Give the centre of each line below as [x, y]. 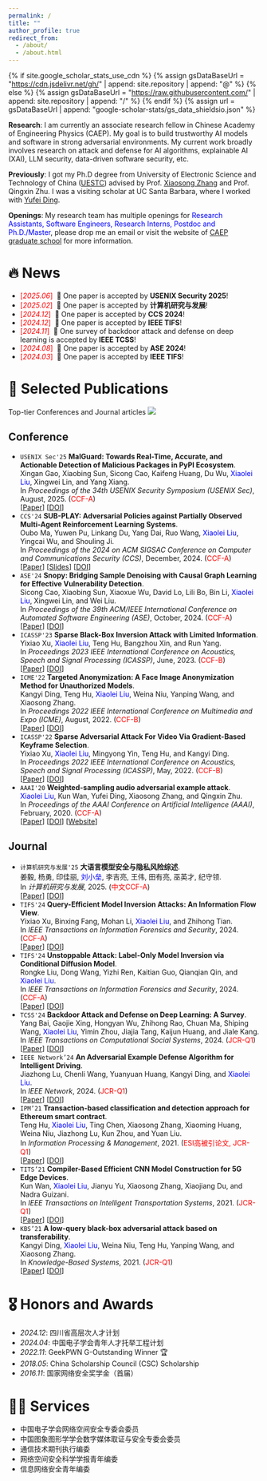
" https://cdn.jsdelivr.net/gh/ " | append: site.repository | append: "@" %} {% [132, 84]
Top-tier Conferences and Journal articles [77, 411]
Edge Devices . [44, 1177]
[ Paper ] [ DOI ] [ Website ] [59, 821]
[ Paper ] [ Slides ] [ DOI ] [55, 566]
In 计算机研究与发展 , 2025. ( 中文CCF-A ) [85, 887]
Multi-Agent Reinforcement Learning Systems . [99, 524]
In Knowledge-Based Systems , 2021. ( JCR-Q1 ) [96, 1262]
